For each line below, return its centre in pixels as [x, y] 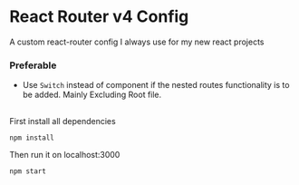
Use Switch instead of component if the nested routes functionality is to [156, 85]
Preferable [33, 65]
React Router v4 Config [99, 17]
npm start [28, 171]
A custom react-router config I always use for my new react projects [137, 42]
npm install [32, 138]
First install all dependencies [63, 121]
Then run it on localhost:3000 [65, 154]
